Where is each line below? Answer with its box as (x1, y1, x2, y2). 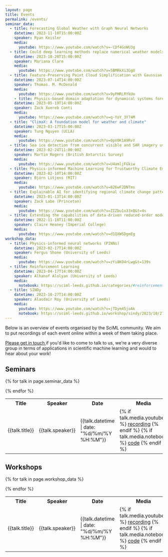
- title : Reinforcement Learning (9, 264, 79, 269)
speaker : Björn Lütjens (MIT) (14, 175, 77, 181)
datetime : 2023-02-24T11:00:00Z (14, 148, 81, 153)
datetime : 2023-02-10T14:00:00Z (14, 171, 81, 176)
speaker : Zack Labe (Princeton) (14, 199, 81, 204)
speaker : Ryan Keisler (14, 36, 61, 41)
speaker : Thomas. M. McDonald (14, 82, 77, 87)
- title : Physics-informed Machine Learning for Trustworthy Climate (9, 166, 157, 171)
